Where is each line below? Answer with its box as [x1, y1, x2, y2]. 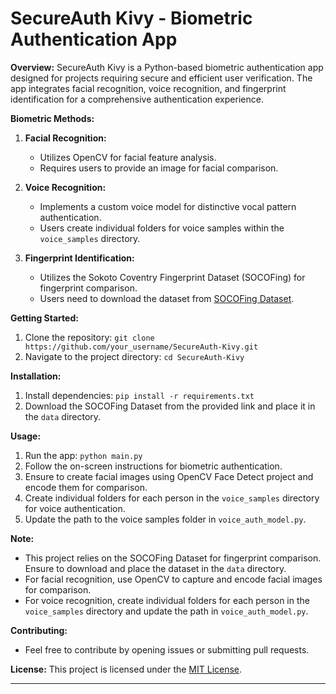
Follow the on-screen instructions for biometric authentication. [24, 460, 283, 472]
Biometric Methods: [10, 112, 95, 124]
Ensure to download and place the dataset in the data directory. [24, 562, 287, 574]
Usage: [10, 430, 42, 442]
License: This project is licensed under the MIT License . [10, 663, 243, 675]
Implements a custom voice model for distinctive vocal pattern [39, 200, 297, 212]
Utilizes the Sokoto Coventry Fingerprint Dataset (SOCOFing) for [39, 271, 306, 283]
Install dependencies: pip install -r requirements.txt [24, 389, 255, 401]
